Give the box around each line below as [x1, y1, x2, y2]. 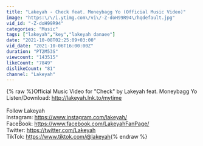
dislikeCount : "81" [6, 65, 56, 72]
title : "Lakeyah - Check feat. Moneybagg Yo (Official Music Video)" [6, 9, 187, 15]
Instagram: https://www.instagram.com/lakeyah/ [6, 114, 128, 121]
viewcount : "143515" [6, 54, 59, 60]
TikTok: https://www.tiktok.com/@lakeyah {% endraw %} [6, 133, 148, 141]
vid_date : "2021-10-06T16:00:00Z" [6, 43, 94, 49]
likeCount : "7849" [6, 60, 53, 66]
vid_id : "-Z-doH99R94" [6, 20, 64, 26]
